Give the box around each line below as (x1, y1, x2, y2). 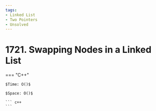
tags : (5, 7, 17, 13)
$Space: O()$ (5, 91, 33, 96)
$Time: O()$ (5, 82, 31, 87)
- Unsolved (5, 22, 29, 27)
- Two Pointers (5, 17, 38, 22)
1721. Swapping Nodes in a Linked (5, 44, 152, 55)
